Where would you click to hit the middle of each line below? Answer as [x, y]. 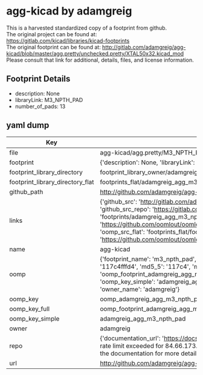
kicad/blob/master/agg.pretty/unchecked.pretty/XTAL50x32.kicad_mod [95, 53]
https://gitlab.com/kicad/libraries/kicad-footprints [68, 40]
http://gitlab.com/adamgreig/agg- [144, 47]
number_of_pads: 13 [40, 106]
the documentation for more [139, 353]
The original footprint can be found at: [53, 47]
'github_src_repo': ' [127, 209]
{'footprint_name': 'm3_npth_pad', [148, 259]
